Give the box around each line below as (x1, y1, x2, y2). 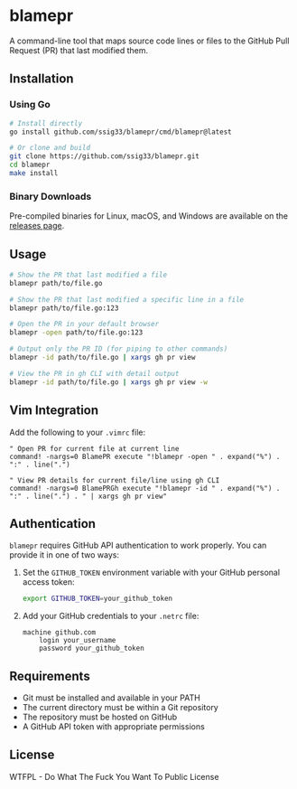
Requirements (9, 668, 90, 683)
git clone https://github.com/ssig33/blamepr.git (9, 152, 200, 161)
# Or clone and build (9, 144, 91, 153)
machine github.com (22, 628, 97, 637)
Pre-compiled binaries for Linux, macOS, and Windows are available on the (9, 211, 289, 221)
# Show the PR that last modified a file (9, 270, 168, 279)
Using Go (9, 99, 51, 111)
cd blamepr (9, 160, 51, 170)
